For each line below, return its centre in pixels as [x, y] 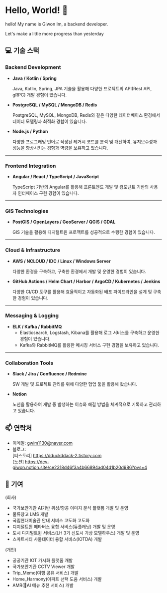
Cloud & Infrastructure [33, 250]
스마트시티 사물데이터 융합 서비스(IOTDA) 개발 [57, 539]
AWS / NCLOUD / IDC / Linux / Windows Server [61, 261]
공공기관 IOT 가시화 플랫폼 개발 [42, 560]
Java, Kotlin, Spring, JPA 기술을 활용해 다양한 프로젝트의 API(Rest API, [82, 88]
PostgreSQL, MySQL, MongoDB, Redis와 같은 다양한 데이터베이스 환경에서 [86, 115]
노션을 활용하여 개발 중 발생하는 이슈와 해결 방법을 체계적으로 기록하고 [80, 404]
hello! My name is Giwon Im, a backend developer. [57, 24]
